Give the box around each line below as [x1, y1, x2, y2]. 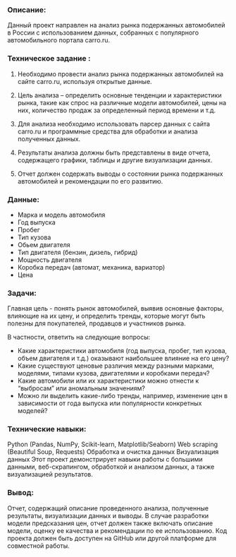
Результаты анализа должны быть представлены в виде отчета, [17, 148, 211, 157]
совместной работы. [7, 541, 70, 550]
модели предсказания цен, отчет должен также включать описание [7, 519, 213, 527]
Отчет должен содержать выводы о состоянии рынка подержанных [17, 169, 223, 178]
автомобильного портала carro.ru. [7, 36, 111, 44]
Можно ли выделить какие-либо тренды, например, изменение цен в [17, 392, 228, 400]
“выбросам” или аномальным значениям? [17, 384, 146, 393]
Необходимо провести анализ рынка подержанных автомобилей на [17, 69, 224, 78]
